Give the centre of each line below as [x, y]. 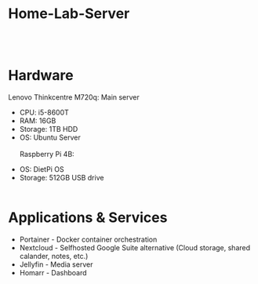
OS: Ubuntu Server [50, 137]
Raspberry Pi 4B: [47, 154]
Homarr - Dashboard [53, 272]
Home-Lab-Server [69, 14]
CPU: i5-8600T [44, 112]
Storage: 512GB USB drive [62, 177]
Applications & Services [88, 218]
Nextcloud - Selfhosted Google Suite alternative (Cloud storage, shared [135, 247]
